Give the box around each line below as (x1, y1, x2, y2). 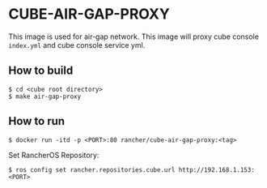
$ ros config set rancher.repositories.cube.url (8, 165, 176, 174)
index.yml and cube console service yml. (8, 40, 146, 49)
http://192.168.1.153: (178, 165, 255, 174)
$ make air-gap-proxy (8, 92, 82, 100)
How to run (8, 114, 66, 128)
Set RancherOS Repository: (8, 150, 100, 160)
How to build (8, 64, 74, 78)
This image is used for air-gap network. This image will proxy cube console (8, 32, 259, 41)
